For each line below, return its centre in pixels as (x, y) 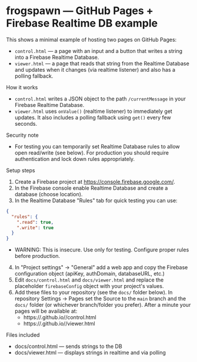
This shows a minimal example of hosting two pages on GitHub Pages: (91, 39)
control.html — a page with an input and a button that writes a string (98, 51)
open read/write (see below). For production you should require (92, 152)
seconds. (26, 123)
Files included (23, 335)
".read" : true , (35, 222)
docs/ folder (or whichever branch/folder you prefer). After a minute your (103, 305)
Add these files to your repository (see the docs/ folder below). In (94, 293)
